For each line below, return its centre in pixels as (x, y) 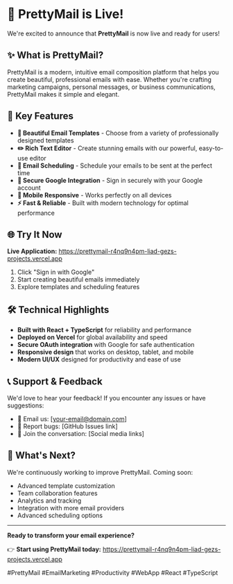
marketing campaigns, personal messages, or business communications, (112, 87)
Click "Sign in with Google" (56, 272)
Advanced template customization (66, 485)
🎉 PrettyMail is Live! (66, 14)
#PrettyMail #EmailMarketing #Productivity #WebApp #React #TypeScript (113, 572)
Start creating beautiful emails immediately (78, 279)
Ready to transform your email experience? (71, 535)
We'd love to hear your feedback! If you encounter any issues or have (106, 398)
